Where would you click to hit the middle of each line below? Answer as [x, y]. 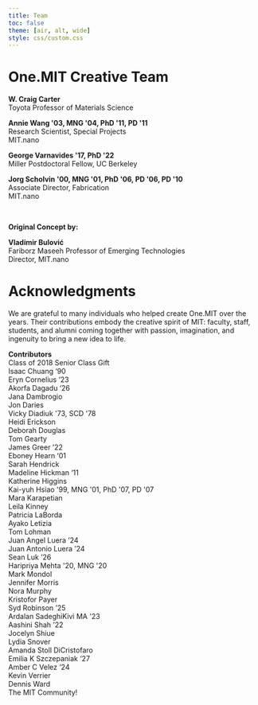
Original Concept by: [43, 227]
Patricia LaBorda [35, 515]
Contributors [30, 354]
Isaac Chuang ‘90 [37, 372]
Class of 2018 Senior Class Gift [59, 363]
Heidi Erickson [32, 422]
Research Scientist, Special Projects [67, 131]
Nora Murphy [30, 591]
